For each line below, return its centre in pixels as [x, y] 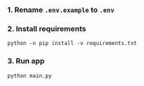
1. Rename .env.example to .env [61, 10]
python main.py [30, 75]
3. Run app [26, 61]
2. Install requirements [47, 28]
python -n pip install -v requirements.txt [72, 44]
